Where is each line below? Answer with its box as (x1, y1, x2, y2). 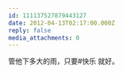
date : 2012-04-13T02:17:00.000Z (8, 19, 115, 27)
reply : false (8, 26, 52, 34)
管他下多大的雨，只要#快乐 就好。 (8, 56, 119, 66)
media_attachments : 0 (8, 33, 80, 42)
